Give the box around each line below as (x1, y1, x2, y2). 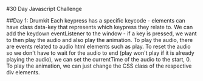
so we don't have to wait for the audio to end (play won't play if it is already (6, 49, 194, 57)
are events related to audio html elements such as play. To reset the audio (6, 43, 191, 50)
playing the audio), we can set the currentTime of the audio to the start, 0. (6, 56, 191, 63)
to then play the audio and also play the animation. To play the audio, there (6, 37, 193, 43)
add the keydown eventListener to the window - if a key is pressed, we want (6, 30, 197, 37)
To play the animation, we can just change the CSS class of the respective (6, 62, 192, 69)
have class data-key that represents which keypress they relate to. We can (6, 24, 193, 30)
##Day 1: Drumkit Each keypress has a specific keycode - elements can (6, 17, 185, 24)
